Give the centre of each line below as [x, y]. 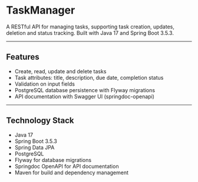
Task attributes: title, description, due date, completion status [89, 77]
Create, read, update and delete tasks [60, 71]
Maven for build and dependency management [71, 173]
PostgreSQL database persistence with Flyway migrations [85, 90]
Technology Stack [40, 121]
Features [23, 57]
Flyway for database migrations [53, 160]
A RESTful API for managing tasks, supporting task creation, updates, [90, 27]
